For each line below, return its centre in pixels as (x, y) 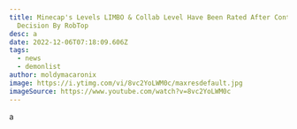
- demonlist (39, 67)
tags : (19, 50)
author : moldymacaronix (53, 75)
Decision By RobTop (53, 26)
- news (29, 58)
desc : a (23, 34)
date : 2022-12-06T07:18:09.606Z (69, 42)
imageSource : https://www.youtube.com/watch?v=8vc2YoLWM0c (120, 91)
